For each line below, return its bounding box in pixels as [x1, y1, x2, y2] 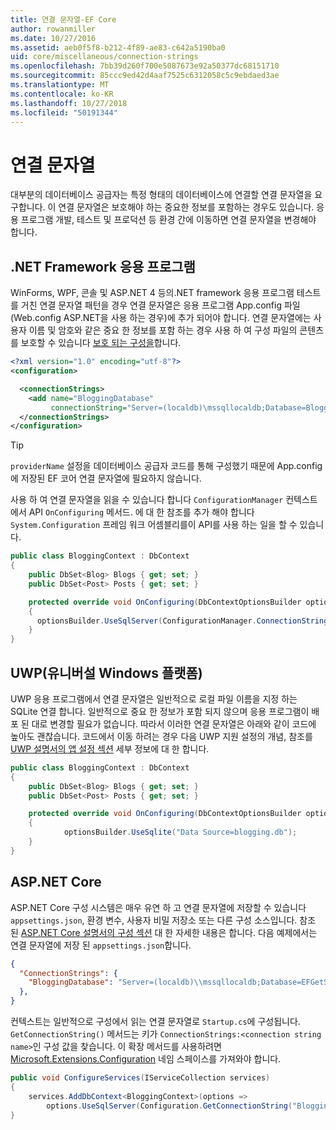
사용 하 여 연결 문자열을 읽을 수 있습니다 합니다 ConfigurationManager [10, 494, 284, 506]
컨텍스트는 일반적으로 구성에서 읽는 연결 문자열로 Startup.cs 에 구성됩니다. [10, 1016, 301, 1027]
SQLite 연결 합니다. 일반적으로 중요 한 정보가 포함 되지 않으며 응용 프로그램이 [10, 705, 310, 717]
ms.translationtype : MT [10, 80, 110, 90]
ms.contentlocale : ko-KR [10, 89, 114, 99]
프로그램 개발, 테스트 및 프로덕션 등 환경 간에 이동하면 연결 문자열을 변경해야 [20, 214, 317, 226]
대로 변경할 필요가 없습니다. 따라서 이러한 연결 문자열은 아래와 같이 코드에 [31, 717, 317, 730]
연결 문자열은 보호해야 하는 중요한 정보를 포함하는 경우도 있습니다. [58, 201, 315, 213]
